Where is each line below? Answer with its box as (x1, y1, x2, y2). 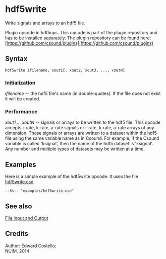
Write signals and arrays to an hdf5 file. (5, 20, 86, 26)
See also (5, 202, 32, 210)
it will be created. (5, 96, 41, 102)
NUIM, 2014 (5, 248, 30, 254)
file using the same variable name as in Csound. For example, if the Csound (5, 135, 160, 141)
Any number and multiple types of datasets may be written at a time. (5, 146, 145, 152)
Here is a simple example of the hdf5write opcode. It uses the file (5, 173, 139, 179)
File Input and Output (5, 215, 49, 221)
